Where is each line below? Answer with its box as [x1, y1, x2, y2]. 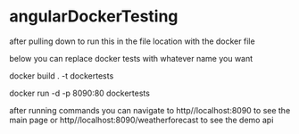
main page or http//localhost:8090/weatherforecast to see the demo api [9, 114, 274, 125]
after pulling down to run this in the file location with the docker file [9, 36, 256, 46]
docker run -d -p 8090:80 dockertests [9, 88, 150, 98]
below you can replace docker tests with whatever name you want [9, 53, 253, 63]
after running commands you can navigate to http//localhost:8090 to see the [9, 105, 291, 115]
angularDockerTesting [9, 6, 179, 27]
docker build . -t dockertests [9, 70, 114, 81]
